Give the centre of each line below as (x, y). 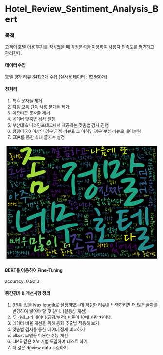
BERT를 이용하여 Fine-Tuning (34, 270)
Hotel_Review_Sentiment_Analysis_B (82, 9)
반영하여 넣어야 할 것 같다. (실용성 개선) (49, 311)
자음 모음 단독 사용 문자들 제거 (41, 107)
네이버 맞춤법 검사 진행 (34, 119)
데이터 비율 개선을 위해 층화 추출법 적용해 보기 (55, 323)
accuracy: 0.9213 (22, 281)
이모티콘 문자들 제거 (31, 112)
